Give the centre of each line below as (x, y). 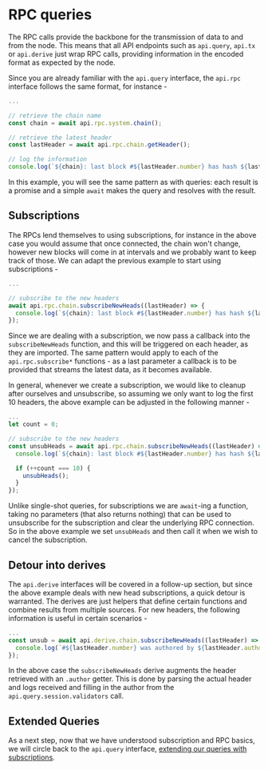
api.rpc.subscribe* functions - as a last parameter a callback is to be (122, 361)
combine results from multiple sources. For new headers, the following (124, 609)
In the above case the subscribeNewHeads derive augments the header (122, 671)
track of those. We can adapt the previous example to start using (115, 260)
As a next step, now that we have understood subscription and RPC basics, (132, 740)
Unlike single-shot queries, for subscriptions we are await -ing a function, (128, 506)
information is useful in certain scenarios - (78, 618)
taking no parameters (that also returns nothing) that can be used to (120, 515)
